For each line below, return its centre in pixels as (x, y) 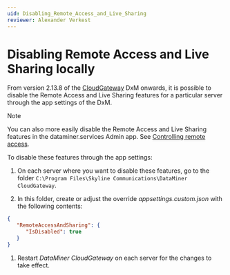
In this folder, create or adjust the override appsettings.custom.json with (120, 199)
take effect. (33, 265)
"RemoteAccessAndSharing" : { (58, 225)
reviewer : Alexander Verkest (49, 20)
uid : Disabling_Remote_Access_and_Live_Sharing (77, 13)
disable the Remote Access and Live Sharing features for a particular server (115, 95)
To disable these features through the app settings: (80, 158)
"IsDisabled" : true (53, 232)
